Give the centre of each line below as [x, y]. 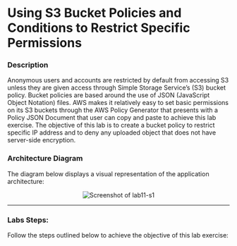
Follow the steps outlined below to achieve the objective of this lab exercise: [118, 235]
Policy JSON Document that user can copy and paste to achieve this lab [112, 118]
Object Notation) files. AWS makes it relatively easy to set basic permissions [118, 103]
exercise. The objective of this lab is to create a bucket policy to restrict [111, 125]
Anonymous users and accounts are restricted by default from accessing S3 [118, 80]
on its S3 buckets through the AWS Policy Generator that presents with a [113, 110]
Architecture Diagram [45, 159]
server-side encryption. [42, 140]
